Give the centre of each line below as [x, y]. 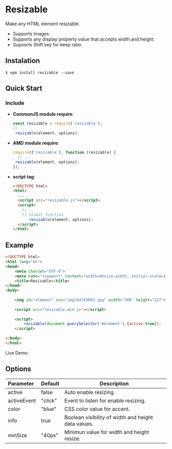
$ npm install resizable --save [40, 73]
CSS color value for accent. [97, 409]
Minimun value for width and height [107, 432]
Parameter [21, 383]
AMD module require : [36, 143]
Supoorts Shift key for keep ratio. [48, 44]
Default [50, 383]
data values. [79, 424]
